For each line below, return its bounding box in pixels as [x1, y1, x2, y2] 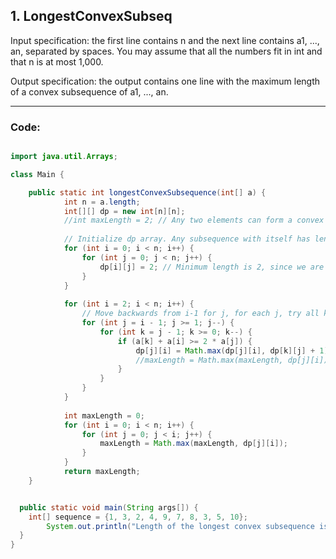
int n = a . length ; [63, 197, 141, 207]
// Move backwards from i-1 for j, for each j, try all [81, 309, 320, 319]
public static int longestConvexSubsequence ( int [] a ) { [28, 187, 267, 198]
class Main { [10, 169, 65, 179]
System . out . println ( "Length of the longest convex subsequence [46, 521, 315, 531]
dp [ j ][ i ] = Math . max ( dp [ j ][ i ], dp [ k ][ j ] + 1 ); [135, 345, 333, 356]
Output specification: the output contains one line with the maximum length [10, 75, 321, 87]
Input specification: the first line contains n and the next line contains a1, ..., [10, 34, 320, 46]
